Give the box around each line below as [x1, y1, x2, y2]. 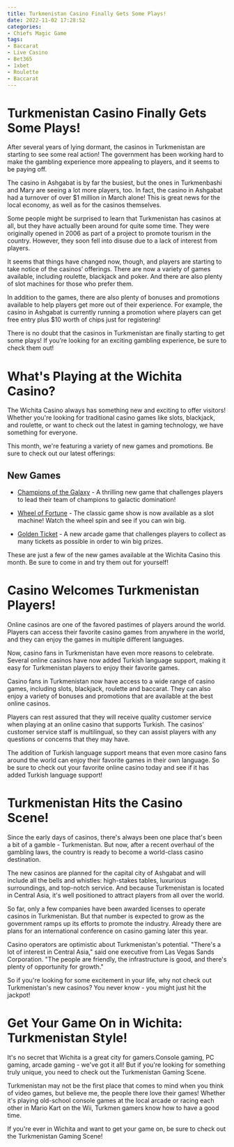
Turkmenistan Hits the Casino [7, 796, 183, 811]
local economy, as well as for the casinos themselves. [7, 201, 162, 209]
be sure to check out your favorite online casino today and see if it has [7, 764, 210, 771]
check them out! [7, 344, 54, 352]
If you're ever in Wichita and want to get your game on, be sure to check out [7, 1124, 226, 1133]
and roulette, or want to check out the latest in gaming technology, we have [7, 421, 224, 430]
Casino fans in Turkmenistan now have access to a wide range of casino [7, 677, 215, 685]
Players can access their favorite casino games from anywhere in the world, [7, 628, 225, 636]
